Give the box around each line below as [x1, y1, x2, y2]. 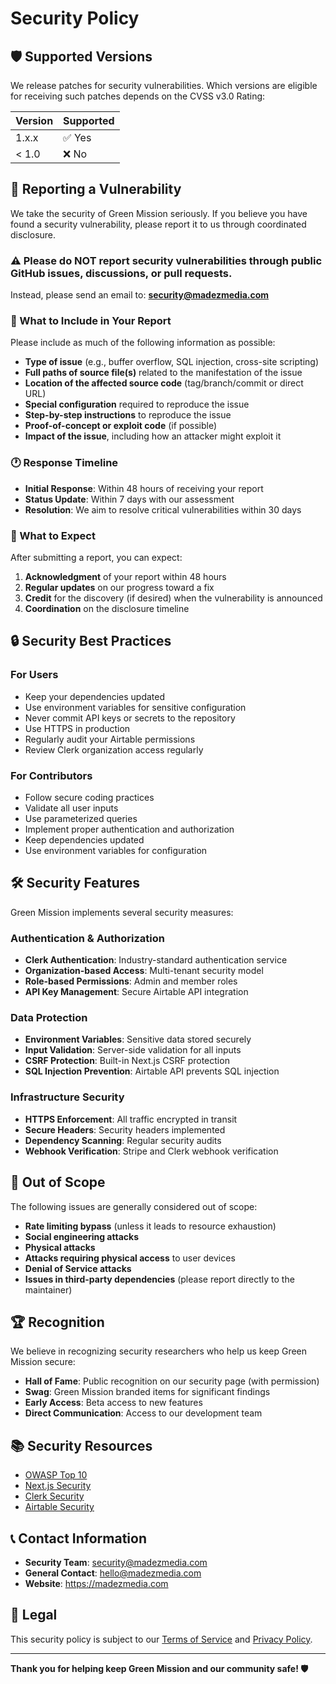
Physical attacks [24, 1241, 96, 1253]
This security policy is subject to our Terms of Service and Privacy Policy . [10, 1633, 313, 1645]
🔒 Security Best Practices [10, 633, 172, 650]
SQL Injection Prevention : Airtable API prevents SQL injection [24, 1065, 280, 1077]
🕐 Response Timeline [10, 456, 119, 470]
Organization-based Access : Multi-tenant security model [24, 965, 264, 977]
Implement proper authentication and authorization [24, 823, 235, 835]
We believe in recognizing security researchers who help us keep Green [10, 1345, 308, 1357]
